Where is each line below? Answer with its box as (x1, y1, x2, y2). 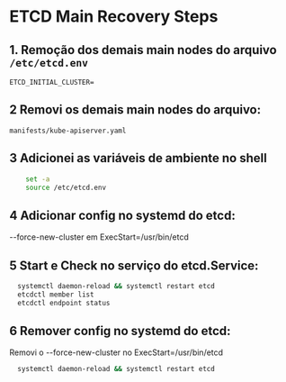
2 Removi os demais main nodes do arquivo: (9, 102, 262, 118)
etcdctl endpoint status (17, 298, 111, 307)
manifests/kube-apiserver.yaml (9, 126, 127, 135)
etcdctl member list (17, 290, 94, 299)
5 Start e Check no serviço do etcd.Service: (9, 258, 259, 273)
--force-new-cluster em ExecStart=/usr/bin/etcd (9, 232, 189, 242)
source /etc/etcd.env (25, 183, 106, 192)
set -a (25, 174, 50, 184)
